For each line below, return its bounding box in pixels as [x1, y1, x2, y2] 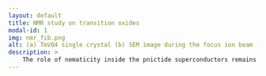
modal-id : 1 [8, 26, 47, 34]
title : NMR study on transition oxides [8, 19, 140, 27]
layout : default [8, 11, 62, 20]
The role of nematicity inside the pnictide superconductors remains [22, 56, 257, 64]
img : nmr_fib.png [8, 33, 66, 42]
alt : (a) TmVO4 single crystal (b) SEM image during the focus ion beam [8, 41, 253, 49]
